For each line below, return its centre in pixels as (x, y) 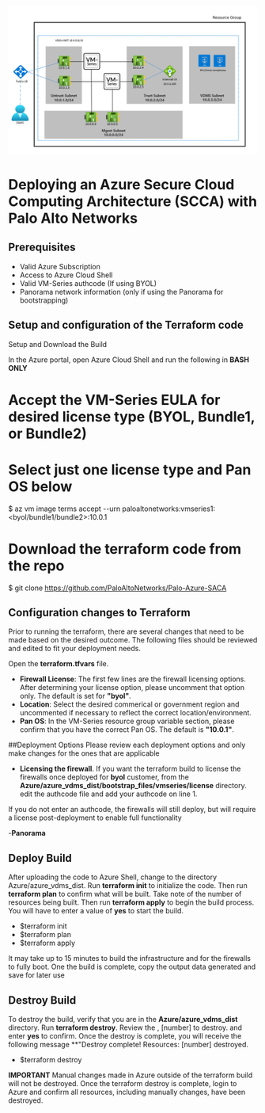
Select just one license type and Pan (130, 469)
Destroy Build (42, 1000)
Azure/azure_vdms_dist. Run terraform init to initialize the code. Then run (128, 886)
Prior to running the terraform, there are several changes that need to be (126, 631)
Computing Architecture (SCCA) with (132, 201)
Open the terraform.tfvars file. (59, 664)
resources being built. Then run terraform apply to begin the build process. (131, 902)
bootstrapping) (44, 300)
